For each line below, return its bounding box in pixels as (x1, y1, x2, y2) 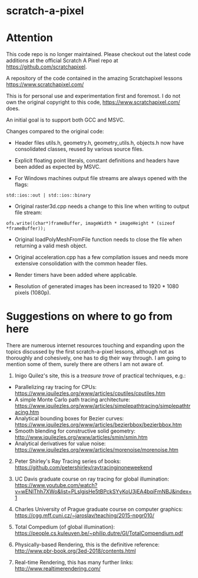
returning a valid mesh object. (14, 242, 87, 249)
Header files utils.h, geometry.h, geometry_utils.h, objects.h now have (14, 139, 184, 146)
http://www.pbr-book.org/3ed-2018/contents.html (14, 547, 136, 554)
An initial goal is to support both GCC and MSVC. (6, 116, 125, 123)
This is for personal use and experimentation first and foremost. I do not (6, 93, 181, 100)
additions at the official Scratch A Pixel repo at (6, 57, 118, 64)
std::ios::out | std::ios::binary (6, 192, 91, 198)
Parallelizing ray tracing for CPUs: (14, 384, 97, 391)
